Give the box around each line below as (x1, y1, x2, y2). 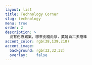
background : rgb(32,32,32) (9, 48, 65, 53)
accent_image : (5, 43, 35, 48)
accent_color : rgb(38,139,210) (5, 39, 70, 44)
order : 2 (5, 25, 23, 30)
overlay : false (9, 52, 48, 58)
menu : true (5, 21, 28, 26)
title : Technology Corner (5, 12, 58, 17)
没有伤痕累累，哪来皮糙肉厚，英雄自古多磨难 (9, 35, 88, 40)
